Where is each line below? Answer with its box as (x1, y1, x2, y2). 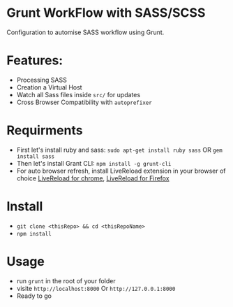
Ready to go (16, 292, 52, 300)
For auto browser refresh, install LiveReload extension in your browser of (16, 166, 226, 175)
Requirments (6, 122, 83, 138)
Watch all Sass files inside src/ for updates (16, 90, 141, 99)
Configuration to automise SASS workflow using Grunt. (6, 28, 165, 36)
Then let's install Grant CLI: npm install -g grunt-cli (16, 159, 172, 167)
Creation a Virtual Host (16, 83, 82, 92)
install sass (16, 152, 55, 160)
